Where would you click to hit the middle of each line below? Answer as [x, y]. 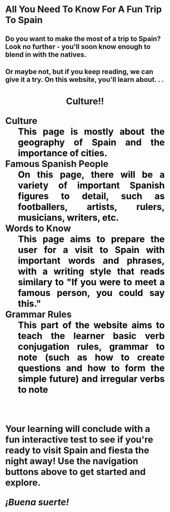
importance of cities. [63, 153]
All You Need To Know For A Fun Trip [83, 9]
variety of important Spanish [91, 185]
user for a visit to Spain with [91, 250]
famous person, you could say [91, 293]
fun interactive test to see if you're [79, 440]
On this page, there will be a [91, 175]
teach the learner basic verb [91, 336]
